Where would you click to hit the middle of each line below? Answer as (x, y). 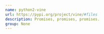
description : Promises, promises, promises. (53, 19)
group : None (18, 24)
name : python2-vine (26, 10)
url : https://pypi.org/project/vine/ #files (51, 14)
